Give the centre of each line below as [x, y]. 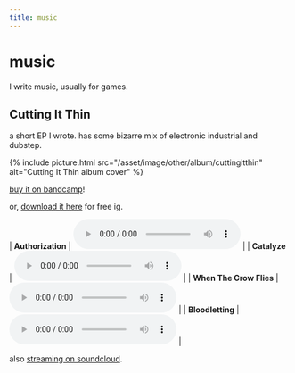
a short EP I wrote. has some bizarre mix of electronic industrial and [134, 136]
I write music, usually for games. [69, 87]
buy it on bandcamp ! [47, 189]
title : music [33, 17]
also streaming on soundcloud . [66, 359]
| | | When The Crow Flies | [144, 278]
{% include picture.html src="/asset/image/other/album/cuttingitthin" [136, 162]
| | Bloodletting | [209, 310]
